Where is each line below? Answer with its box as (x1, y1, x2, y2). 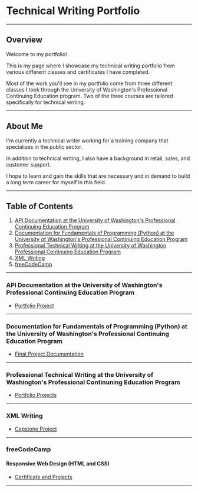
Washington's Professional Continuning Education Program (6, 378, 181, 386)
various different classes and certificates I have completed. (6, 68, 150, 75)
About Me (6, 121, 43, 131)
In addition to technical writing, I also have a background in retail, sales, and (6, 155, 190, 162)
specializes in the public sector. (6, 143, 82, 150)
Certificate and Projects (14, 473, 72, 480)
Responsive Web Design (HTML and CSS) (6, 460, 110, 467)
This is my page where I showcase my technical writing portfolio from (6, 62, 175, 69)
